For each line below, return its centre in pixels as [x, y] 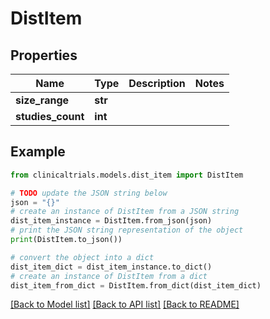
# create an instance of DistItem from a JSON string [125, 212]
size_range [42, 100]
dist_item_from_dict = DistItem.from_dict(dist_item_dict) [136, 285]
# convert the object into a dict [82, 257]
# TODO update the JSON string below [89, 193]
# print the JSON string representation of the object [127, 230]
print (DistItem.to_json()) [66, 240]
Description [157, 83]
